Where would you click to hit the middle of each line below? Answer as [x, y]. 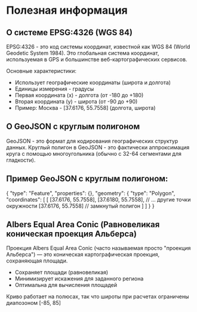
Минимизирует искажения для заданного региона [79, 279]
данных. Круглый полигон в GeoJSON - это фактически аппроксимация [98, 147]
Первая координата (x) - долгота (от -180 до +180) [79, 95]
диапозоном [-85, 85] [34, 303]
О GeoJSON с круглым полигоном [73, 127]
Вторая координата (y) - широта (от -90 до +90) [76, 101]
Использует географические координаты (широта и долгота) [93, 82]
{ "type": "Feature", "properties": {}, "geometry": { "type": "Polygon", [91, 193]
